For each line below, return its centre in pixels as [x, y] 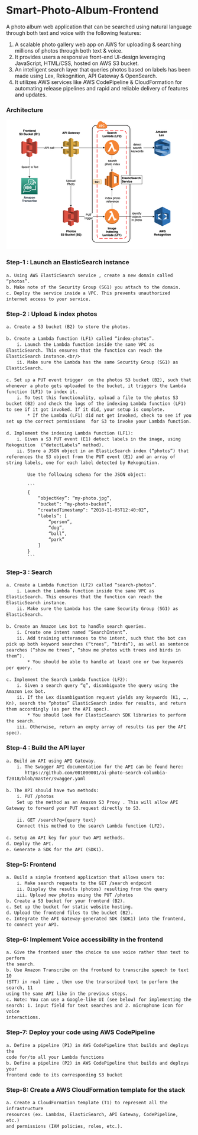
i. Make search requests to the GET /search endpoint [84, 883]
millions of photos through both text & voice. [69, 50]
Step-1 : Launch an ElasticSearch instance [68, 262]
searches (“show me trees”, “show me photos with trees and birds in [94, 650]
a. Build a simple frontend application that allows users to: [86, 878]
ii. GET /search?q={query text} [56, 820]
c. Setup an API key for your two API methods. [66, 838]
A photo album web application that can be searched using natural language [99, 27]
